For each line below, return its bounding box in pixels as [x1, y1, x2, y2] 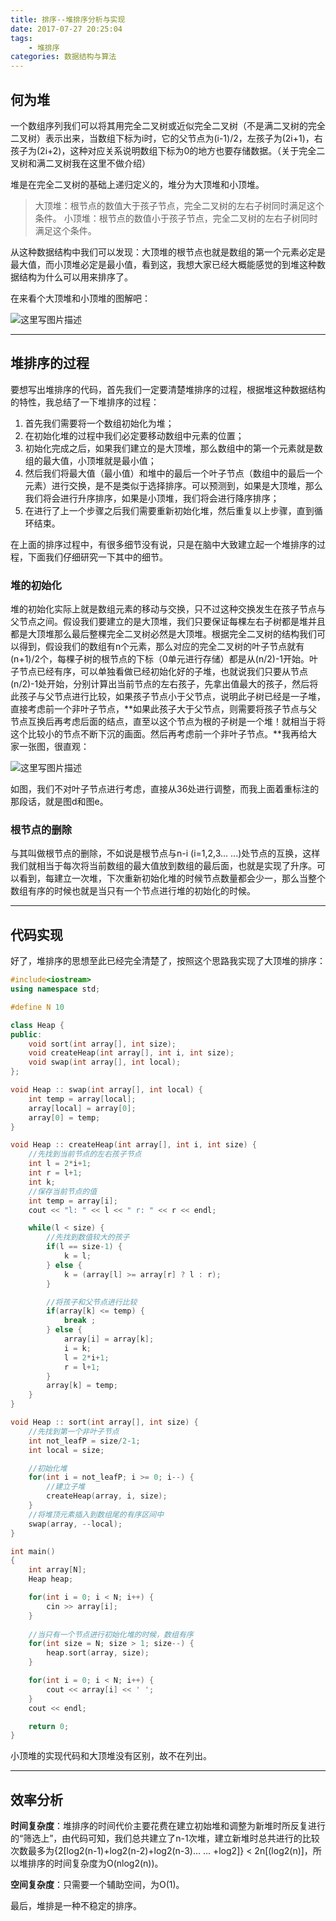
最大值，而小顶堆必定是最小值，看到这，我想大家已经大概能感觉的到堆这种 [10, 258, 317, 270]
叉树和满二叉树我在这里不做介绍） [10, 157, 151, 169]
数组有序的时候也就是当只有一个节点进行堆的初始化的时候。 [10, 885, 256, 897]
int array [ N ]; [28, 1565, 87, 1575]
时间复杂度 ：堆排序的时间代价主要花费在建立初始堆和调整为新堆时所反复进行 [10, 1820, 326, 1832]
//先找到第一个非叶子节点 [28, 1426, 120, 1436]
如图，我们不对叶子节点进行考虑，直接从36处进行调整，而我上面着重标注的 [10, 783, 320, 795]
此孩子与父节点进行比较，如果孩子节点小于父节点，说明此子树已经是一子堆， [10, 691, 326, 703]
